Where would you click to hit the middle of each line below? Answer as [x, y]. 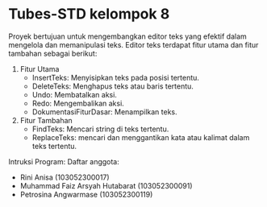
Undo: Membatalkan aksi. [74, 94]
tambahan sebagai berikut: [53, 53]
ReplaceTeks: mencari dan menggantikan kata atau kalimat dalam [141, 137]
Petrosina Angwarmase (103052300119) [86, 194]
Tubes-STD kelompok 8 [89, 14]
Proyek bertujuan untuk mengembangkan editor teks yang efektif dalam [128, 36]
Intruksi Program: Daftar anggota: [64, 161]
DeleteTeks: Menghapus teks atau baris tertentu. [113, 86]
